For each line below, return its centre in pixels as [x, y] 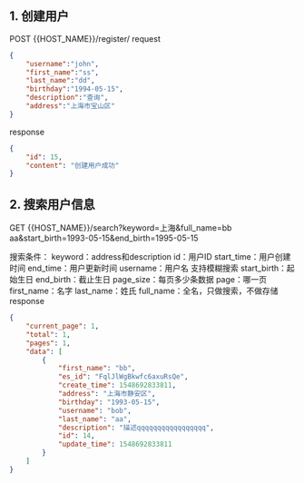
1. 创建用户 [39, 16]
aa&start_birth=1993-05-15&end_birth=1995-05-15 [104, 238]
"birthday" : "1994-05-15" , [75, 89]
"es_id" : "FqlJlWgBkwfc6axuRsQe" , [123, 377]
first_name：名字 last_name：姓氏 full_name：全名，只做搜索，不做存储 [144, 291]
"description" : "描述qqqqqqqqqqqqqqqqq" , [136, 428]
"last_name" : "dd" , [60, 81]
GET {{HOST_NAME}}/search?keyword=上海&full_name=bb [121, 228]
